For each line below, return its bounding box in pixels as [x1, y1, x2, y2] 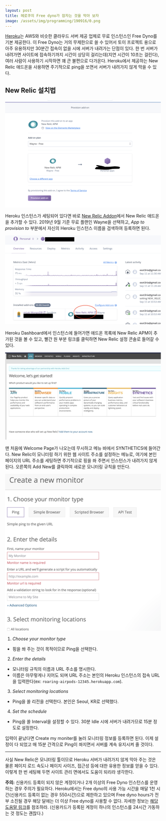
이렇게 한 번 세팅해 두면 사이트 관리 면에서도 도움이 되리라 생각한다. [5, 769, 134, 775]
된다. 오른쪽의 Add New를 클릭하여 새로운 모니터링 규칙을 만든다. [5, 464, 131, 470]
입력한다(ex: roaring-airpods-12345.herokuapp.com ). [17, 678, 123, 684]
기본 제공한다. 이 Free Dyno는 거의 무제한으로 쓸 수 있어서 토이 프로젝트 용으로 [5, 40, 157, 45]
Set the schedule [12, 708, 47, 714]
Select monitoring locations [12, 688, 69, 694]
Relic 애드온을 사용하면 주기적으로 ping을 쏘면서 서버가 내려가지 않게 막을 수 [5, 64, 152, 70]
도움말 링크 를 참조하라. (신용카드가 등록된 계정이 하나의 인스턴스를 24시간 [5, 804, 147, 810]
